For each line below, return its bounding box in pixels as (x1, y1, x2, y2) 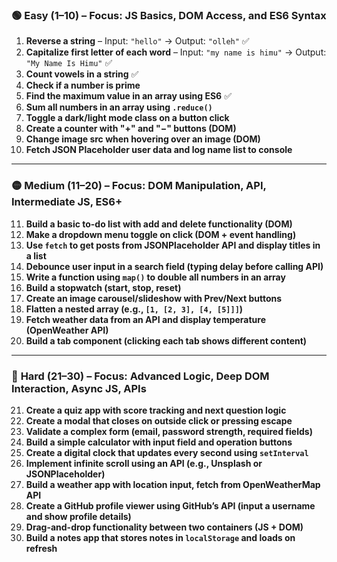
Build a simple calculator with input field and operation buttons (25, 436, 293, 448)
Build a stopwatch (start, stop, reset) (25, 281, 182, 293)
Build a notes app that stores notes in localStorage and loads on (25, 531, 296, 543)
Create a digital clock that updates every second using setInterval (25, 446, 309, 458)
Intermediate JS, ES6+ (11, 195, 123, 209)
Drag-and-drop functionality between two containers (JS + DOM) (25, 521, 304, 533)
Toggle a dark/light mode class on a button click (25, 112, 230, 124)
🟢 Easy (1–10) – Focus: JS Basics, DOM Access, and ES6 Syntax (11, 8, 327, 22)
